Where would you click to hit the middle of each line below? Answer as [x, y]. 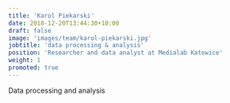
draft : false [30, 30]
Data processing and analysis [57, 90]
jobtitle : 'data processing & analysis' [77, 46]
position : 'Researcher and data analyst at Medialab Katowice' [116, 53]
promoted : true [34, 68]
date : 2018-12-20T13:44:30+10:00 [64, 23]
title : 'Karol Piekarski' [51, 16]
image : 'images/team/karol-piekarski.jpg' [80, 38]
